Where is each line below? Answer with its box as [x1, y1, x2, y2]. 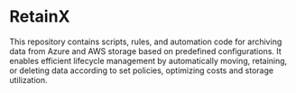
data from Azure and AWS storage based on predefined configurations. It [9, 45, 282, 56]
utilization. [9, 74, 48, 85]
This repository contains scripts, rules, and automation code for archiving [9, 36, 282, 47]
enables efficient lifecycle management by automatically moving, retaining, [9, 55, 288, 66]
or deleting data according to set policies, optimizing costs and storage [9, 65, 273, 76]
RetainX [9, 6, 70, 27]
